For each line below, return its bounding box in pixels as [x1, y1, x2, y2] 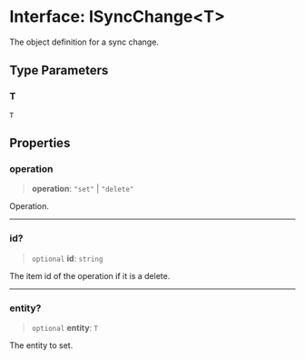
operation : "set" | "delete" [31, 184, 134, 195]
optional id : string [31, 253, 103, 264]
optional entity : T [31, 322, 99, 333]
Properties [9, 135, 71, 151]
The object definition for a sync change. [9, 36, 159, 47]
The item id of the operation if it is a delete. [9, 270, 171, 281]
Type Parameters [9, 63, 109, 78]
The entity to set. [9, 339, 74, 351]
